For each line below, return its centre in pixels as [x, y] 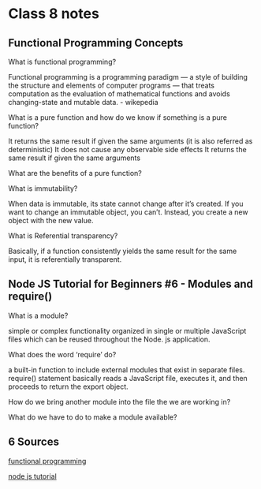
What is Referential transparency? [63, 236]
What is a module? [38, 315]
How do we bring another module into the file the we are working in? [119, 401]
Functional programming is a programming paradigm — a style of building [128, 77]
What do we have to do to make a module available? [93, 417]
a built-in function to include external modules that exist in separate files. [127, 370]
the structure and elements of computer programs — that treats [112, 85]
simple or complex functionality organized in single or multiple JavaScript [127, 330]
